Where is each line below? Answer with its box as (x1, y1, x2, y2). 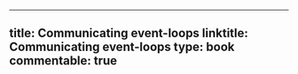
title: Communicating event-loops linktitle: (9, 26, 248, 41)
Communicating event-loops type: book (9, 40, 235, 55)
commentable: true (9, 54, 118, 69)
